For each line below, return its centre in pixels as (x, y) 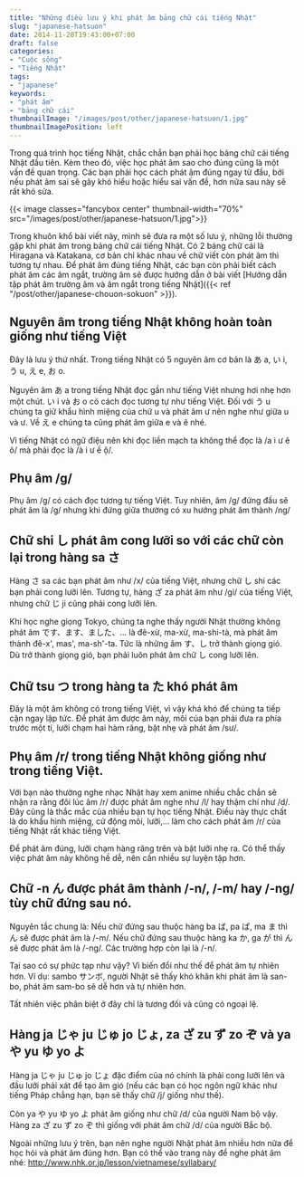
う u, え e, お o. (38, 370)
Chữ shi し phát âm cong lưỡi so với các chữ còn (147, 541)
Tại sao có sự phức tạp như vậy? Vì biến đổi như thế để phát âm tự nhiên (144, 965)
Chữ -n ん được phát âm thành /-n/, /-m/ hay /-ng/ (152, 889)
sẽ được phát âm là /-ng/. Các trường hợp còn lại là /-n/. (113, 948)
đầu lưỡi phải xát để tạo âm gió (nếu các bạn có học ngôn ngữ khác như (143, 1085)
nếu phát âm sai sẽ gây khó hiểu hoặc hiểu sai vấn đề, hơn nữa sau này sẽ (148, 182)
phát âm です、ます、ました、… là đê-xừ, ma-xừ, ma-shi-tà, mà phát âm (143, 632)
